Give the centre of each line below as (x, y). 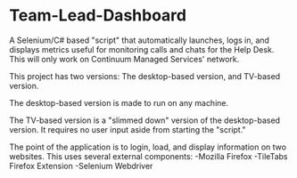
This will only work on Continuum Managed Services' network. (124, 59)
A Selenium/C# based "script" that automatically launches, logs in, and (140, 40)
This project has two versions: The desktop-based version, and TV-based (145, 76)
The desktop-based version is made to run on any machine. (119, 102)
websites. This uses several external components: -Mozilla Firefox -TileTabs (148, 156)
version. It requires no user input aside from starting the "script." (128, 129)
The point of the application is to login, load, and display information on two (148, 147)
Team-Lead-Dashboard (98, 16)
